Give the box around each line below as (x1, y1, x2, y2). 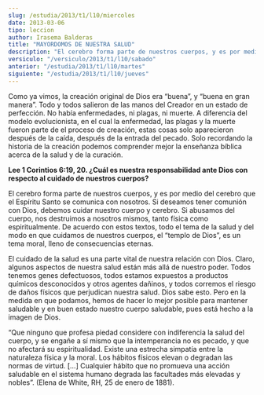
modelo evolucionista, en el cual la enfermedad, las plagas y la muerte (8, 116, 236, 126)
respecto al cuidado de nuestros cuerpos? (8, 174, 149, 183)
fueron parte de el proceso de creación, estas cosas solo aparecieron (8, 125, 234, 134)
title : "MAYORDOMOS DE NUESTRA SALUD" (8, 41, 135, 49)
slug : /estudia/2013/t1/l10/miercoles (8, 11, 135, 20)
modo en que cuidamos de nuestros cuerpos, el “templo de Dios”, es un (8, 230, 241, 240)
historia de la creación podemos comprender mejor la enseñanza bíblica (8, 141, 242, 151)
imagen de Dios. (8, 312, 61, 322)
